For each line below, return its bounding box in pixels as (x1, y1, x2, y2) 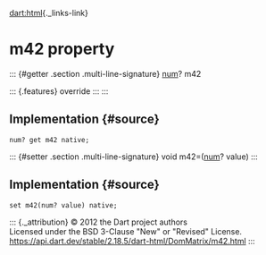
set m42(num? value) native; (9, 200, 118, 209)
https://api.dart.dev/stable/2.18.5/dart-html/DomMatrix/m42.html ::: (9, 235, 256, 246)
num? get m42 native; (9, 135, 90, 144)
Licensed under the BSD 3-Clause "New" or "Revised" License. (9, 225, 243, 236)
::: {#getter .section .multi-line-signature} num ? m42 (9, 68, 202, 79)
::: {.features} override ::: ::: (9, 85, 109, 97)
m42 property (9, 39, 115, 59)
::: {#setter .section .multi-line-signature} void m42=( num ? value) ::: (9, 151, 259, 162)
